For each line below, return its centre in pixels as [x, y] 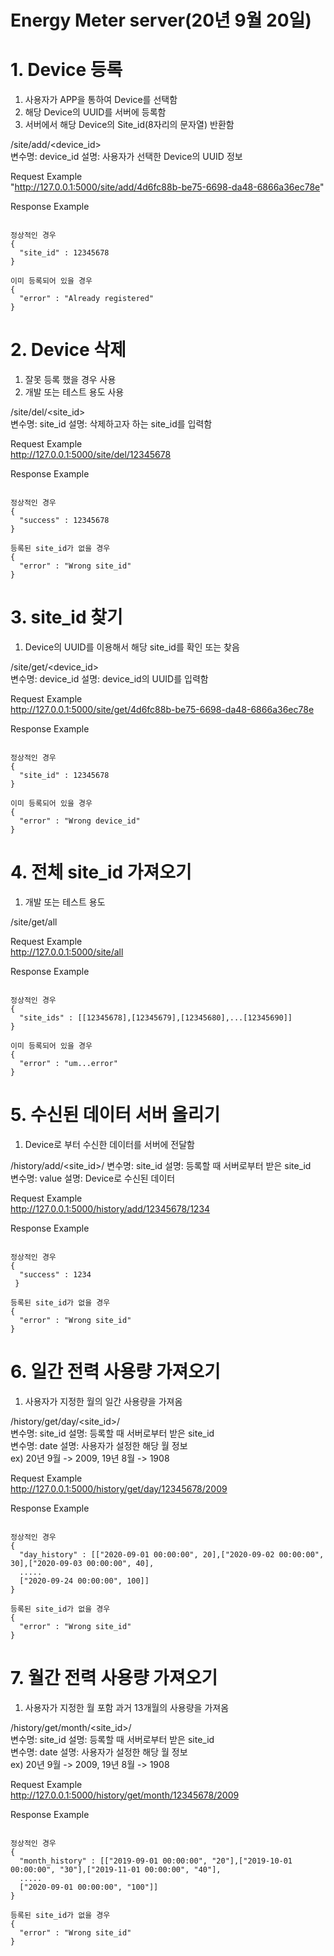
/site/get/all [34, 922]
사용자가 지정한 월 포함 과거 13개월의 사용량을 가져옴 [127, 1707]
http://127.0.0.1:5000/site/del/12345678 [91, 455]
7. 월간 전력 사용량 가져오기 [114, 1678]
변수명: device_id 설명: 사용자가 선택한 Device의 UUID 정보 [126, 157]
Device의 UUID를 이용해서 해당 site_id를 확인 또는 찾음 [132, 647]
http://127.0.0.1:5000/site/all [67, 952]
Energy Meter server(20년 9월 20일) [161, 20]
